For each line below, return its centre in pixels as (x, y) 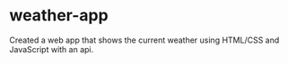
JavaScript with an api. (52, 49)
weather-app (59, 16)
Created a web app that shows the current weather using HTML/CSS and (144, 40)
